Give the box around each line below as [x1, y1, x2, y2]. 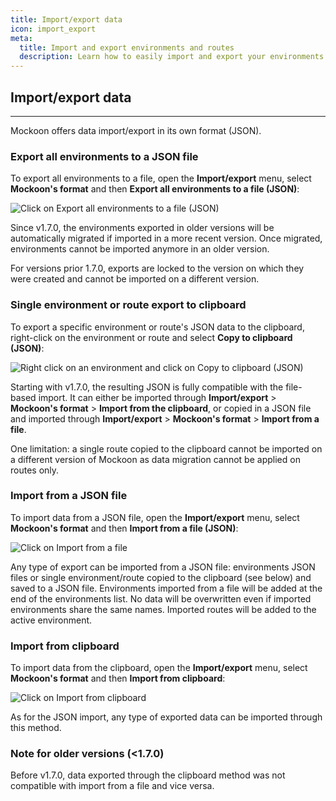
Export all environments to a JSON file [10, 149, 199, 163]
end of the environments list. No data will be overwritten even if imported [10, 592, 312, 605]
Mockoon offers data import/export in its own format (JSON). [10, 124, 262, 136]
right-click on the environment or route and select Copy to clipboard [10, 331, 293, 343]
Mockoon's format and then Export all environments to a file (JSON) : [10, 183, 300, 195]
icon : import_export [10, 24, 97, 34]
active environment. [10, 614, 93, 626]
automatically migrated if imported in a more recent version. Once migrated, [10, 232, 323, 245]
